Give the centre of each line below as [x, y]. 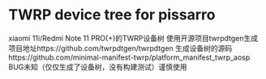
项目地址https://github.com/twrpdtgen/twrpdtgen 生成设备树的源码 [120, 48]
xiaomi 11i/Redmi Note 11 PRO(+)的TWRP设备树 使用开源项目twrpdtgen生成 [133, 38]
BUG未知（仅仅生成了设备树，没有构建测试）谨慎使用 [98, 67]
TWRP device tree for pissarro [112, 15]
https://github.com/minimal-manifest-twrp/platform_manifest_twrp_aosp [129, 57]
